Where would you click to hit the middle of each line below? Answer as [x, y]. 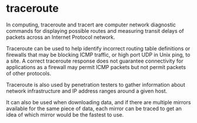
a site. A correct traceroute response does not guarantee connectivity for [95, 61]
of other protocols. [29, 73]
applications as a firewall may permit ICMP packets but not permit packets [96, 67]
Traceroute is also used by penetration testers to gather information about [96, 84]
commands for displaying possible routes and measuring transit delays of [95, 30]
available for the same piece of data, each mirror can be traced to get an [94, 108]
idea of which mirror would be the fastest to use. [65, 115]
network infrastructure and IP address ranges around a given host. [87, 91]
